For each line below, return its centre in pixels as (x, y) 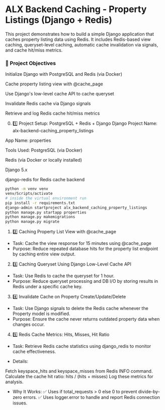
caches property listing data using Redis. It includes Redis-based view (78, 39)
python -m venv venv (27, 189)
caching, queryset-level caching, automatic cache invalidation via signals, (82, 44)
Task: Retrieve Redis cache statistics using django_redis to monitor (82, 346)
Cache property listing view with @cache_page (54, 84)
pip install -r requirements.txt (40, 203)
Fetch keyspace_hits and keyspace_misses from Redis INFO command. (79, 371)
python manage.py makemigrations (40, 217)
